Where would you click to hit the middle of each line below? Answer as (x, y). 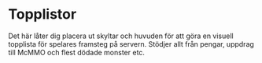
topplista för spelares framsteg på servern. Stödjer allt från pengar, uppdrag (131, 44)
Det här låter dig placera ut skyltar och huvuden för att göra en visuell (121, 36)
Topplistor (42, 14)
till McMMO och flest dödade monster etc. (77, 52)
